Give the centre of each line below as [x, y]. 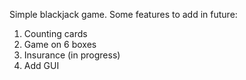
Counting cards [55, 33]
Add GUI [41, 65]
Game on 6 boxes [60, 44]
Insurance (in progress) [72, 55]
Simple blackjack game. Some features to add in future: [123, 14]
